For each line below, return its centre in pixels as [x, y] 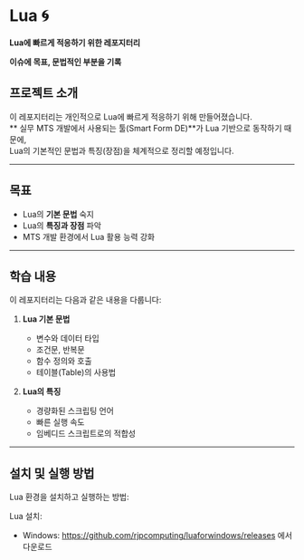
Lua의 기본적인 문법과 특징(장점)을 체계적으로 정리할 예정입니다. [122, 150]
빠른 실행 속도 [60, 422]
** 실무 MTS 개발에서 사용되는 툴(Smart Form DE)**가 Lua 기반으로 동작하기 [146, 128]
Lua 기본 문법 [46, 319]
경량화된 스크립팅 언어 [75, 411]
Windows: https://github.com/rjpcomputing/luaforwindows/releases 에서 [157, 536]
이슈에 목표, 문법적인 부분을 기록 [66, 62]
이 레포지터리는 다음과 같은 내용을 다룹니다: [85, 300]
